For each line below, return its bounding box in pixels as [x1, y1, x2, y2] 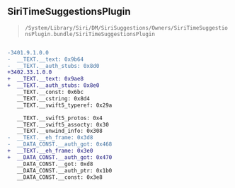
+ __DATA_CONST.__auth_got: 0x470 [7, 153, 113, 161]
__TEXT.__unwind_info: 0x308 [16, 127, 103, 135]
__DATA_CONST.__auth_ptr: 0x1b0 [16, 167, 113, 174]
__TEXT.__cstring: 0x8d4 [16, 95, 91, 102]
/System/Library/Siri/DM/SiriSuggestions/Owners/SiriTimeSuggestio [24, 24, 228, 31]
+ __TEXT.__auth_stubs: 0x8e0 [7, 82, 100, 89]
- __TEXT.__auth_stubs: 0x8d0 [7, 62, 100, 69]
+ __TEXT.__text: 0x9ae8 [7, 76, 84, 83]
